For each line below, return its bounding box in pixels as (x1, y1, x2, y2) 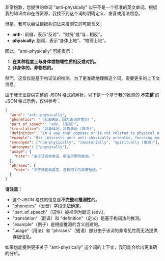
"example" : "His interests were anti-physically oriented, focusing (9, 135, 153, 141)
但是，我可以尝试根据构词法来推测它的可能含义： (5, 21, 104, 27)
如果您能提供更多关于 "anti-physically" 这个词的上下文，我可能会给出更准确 (5, 244, 158, 250)
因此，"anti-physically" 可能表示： (5, 48, 75, 54)
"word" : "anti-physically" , (9, 112, 67, 117)
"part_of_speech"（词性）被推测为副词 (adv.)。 (12, 209, 108, 215)
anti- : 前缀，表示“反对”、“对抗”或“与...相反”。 (12, 32, 105, 37)
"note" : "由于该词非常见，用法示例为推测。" (14, 153, 95, 159)
